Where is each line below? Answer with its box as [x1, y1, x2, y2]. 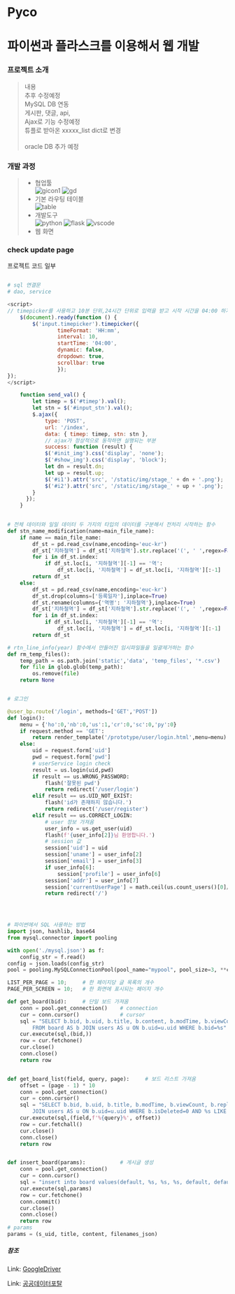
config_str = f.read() [20, 954, 86, 961]
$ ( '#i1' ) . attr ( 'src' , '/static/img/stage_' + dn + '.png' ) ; [44, 476, 224, 483]
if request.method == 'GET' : [20, 728, 105, 735]
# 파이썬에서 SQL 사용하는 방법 [7, 921, 85, 928]
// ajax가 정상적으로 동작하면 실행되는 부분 [44, 437, 156, 444]
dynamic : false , [57, 347, 105, 354]
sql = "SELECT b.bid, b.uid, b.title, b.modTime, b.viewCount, [20, 1102, 208, 1109]
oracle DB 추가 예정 [24, 142, 79, 150]
